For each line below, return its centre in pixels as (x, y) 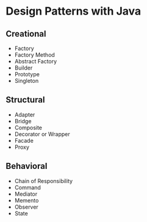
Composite (28, 127)
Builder (23, 68)
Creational (26, 34)
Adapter (25, 115)
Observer (27, 207)
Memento (27, 200)
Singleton (27, 81)
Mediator (26, 194)
